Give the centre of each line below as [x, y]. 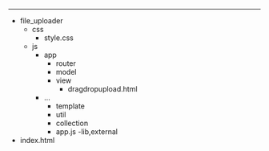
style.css [58, 38]
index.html [37, 140]
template [70, 106]
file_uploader [41, 20]
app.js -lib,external [87, 132]
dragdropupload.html [102, 89]
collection [72, 123]
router [66, 63]
